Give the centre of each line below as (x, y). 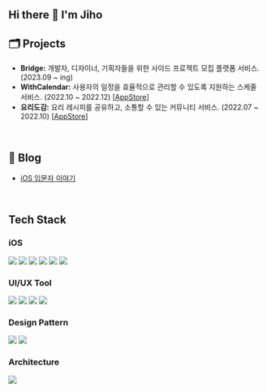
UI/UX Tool (30, 282)
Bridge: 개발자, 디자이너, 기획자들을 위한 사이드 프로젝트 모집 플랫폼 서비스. (140, 68)
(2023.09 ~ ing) (46, 77)
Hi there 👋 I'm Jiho (56, 15)
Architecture (34, 362)
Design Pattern (39, 322)
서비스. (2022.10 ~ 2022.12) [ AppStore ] (85, 97)
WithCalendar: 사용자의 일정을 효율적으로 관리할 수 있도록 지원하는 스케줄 (138, 87)
